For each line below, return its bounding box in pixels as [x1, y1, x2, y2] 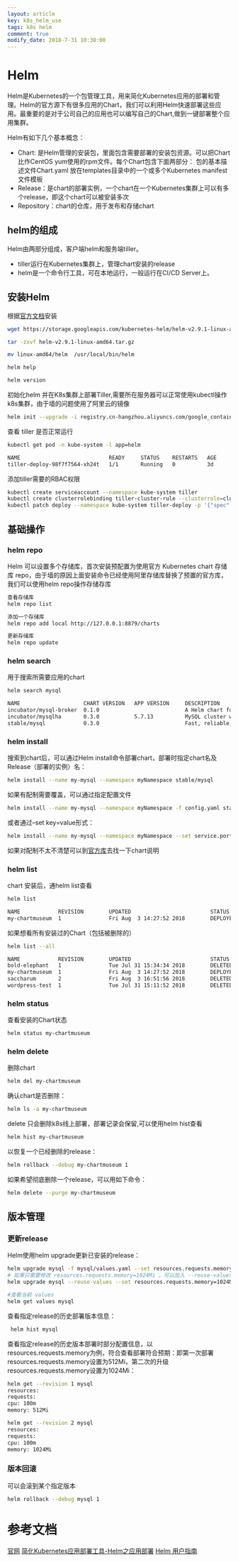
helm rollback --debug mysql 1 [7, 1495, 100, 1502]
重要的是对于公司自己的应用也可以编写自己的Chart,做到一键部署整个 [25, 109, 225, 118]
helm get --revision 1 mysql [7, 1380, 93, 1387]
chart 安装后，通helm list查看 [7, 881, 92, 890]
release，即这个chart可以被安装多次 [23, 193, 130, 201]
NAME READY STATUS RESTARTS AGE [7, 454, 217, 461]
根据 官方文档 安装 [7, 311, 57, 320]
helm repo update [7, 639, 59, 646]
